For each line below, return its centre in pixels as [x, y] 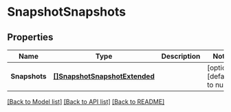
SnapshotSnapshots [66, 12]
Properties [30, 37]
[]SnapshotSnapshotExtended [104, 76]
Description [181, 56]
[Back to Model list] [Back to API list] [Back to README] [86, 102]
